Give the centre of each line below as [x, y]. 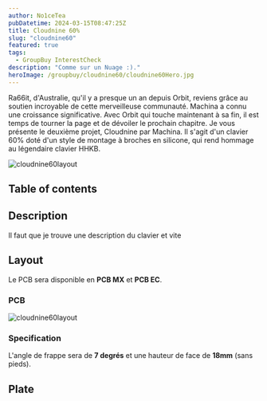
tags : [17, 53]
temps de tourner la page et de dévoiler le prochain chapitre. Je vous [122, 123]
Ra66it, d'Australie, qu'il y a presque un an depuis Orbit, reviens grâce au [128, 97]
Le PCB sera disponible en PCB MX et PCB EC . [85, 279]
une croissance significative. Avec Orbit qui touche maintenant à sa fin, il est [133, 114]
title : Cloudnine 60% [44, 30]
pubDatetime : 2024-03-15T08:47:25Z [67, 23]
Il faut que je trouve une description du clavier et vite [95, 235]
